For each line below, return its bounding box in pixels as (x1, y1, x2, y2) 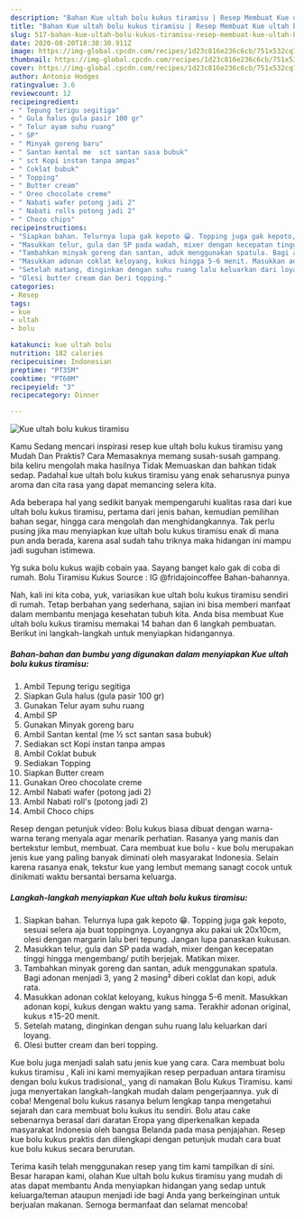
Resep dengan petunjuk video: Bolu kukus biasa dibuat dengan (10, 823, 244, 834)
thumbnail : (10, 55, 51, 64)
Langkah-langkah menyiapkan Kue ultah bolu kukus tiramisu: (10, 892, 248, 903)
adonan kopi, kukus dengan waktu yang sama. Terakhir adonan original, (23, 1001, 291, 1012)
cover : (10, 64, 35, 73)
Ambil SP (23, 710, 58, 721)
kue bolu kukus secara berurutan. (10, 1144, 136, 1155)
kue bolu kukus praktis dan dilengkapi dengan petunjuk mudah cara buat (10, 1134, 281, 1145)
